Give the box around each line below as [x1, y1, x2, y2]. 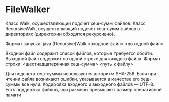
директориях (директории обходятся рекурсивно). [5, 31, 115, 37]
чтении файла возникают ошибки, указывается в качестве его [5, 76, 140, 82]
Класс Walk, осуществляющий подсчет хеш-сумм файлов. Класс [5, 20, 146, 26]
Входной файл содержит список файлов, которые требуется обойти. [5, 50, 154, 56]
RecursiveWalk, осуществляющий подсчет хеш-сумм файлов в [5, 25, 140, 31]
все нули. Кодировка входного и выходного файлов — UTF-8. [21, 81, 155, 87]
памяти [5, 92, 21, 98]
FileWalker [5, 4, 50, 15]
